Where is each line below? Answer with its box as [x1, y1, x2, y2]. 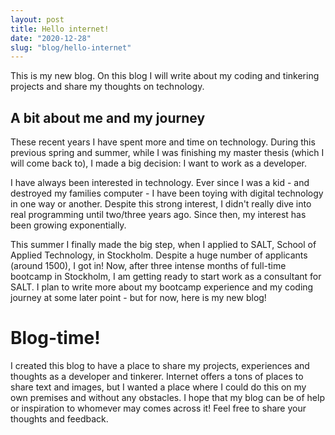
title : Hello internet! [10, 24, 110, 34]
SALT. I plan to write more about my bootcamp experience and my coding [10, 281, 314, 293]
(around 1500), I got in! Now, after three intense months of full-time [10, 260, 287, 272]
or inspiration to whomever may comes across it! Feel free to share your [10, 402, 307, 414]
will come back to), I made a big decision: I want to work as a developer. [10, 157, 308, 170]
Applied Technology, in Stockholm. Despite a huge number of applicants [10, 249, 308, 261]
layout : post [10, 14, 65, 25]
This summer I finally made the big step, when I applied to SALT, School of [10, 239, 317, 251]
